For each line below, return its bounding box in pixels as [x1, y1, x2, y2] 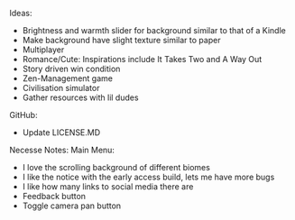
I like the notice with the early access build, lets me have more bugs [22, 171, 275, 182]
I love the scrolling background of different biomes [22, 162, 210, 172]
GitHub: [9, 110, 38, 120]
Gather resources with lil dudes [22, 92, 139, 103]
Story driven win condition [22, 63, 121, 74]
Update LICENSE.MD [22, 127, 101, 138]
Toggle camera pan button [22, 200, 122, 211]
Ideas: [9, 8, 32, 18]
